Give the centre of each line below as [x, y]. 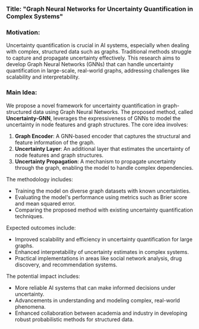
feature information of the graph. [55, 142]
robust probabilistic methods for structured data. [74, 319]
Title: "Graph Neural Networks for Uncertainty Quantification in [99, 9]
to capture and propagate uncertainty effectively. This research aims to [93, 58]
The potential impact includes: [43, 276]
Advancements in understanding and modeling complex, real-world [97, 300]
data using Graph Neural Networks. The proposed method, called [113, 111]
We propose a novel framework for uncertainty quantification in [84, 105]
